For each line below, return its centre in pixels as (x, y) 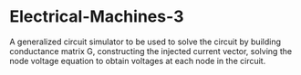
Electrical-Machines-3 (97, 17)
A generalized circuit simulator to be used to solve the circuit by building (145, 42)
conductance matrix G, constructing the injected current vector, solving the (151, 51)
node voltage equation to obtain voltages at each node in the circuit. (138, 61)
